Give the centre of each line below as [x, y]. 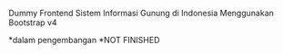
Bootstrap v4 [33, 22]
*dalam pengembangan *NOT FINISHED [84, 40]
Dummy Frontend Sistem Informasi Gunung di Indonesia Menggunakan [141, 13]
